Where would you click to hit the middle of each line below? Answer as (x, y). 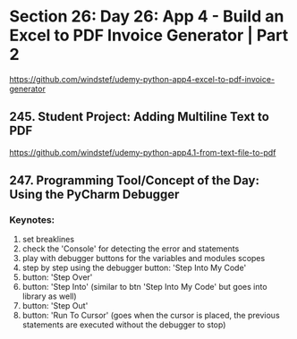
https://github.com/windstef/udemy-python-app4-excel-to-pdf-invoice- (142, 79)
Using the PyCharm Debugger (94, 195)
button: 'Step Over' (57, 277)
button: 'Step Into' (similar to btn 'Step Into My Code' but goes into (144, 287)
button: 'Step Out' (55, 306)
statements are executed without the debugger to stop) (124, 325)
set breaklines (48, 240)
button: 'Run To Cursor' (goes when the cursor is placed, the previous (151, 316)
